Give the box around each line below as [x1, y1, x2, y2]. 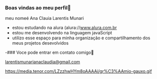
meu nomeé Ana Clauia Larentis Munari [5, 16, 84, 21]
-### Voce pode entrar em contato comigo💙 [5, 49, 94, 55]
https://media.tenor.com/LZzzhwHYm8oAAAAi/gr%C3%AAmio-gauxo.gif [5, 68, 152, 74]
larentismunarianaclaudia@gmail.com [5, 59, 80, 65]
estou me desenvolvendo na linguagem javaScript [12, 30, 112, 36]
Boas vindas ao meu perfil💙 [5, 4, 71, 11]
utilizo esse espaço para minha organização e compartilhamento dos [12, 35, 151, 41]
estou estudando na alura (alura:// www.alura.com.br [12, 25, 117, 31]
